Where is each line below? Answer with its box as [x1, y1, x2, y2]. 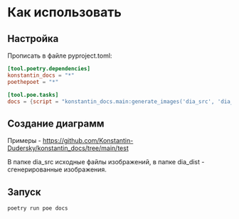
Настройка [7, 33, 59, 45]
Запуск [7, 186, 41, 198]
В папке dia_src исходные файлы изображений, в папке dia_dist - [7, 158, 205, 166]
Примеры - [7, 137, 41, 145]
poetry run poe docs [7, 205, 69, 212]
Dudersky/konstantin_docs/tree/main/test [7, 144, 129, 153]
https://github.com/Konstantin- [42, 137, 134, 145]
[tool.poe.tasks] [7, 91, 59, 98]
